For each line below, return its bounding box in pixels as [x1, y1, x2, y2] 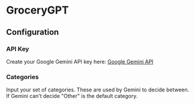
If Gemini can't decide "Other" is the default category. [6, 93, 138, 100]
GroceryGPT [6, 4, 69, 17]
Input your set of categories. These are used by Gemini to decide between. [6, 86, 190, 93]
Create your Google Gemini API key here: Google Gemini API [6, 58, 154, 65]
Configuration [6, 27, 59, 37]
